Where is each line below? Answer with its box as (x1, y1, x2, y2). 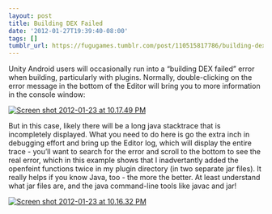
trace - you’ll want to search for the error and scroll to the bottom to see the (8, 147, 261, 157)
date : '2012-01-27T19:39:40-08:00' (8, 27, 129, 35)
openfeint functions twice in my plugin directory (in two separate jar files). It (8, 164, 261, 174)
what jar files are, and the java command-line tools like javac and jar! (8, 181, 237, 191)
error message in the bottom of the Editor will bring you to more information (8, 82, 261, 91)
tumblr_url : (8, 42, 49, 50)
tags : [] (8, 34, 38, 43)
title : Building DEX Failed (8, 19, 104, 27)
